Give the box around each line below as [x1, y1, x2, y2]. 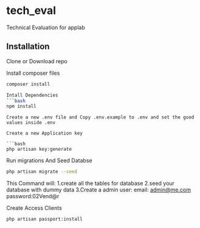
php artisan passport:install [6, 216, 83, 223]
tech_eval [6, 4, 57, 18]
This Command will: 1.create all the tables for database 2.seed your [6, 180, 175, 187]
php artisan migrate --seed [6, 168, 78, 175]
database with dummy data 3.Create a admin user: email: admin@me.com [6, 186, 191, 193]
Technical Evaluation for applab [6, 24, 85, 31]
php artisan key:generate [6, 147, 72, 153]
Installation [6, 41, 50, 52]
